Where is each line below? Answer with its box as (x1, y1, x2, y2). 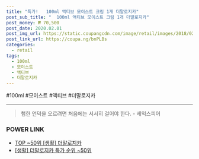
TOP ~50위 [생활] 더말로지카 (14, 139, 82, 147)
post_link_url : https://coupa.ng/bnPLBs (6, 36, 108, 42)
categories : (6, 42, 36, 48)
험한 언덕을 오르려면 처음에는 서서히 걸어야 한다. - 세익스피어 (20, 110, 161, 117)
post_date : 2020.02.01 (6, 25, 62, 31)
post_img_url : (6, 31, 41, 37)
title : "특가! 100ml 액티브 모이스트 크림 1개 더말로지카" (6, 8, 139, 15)
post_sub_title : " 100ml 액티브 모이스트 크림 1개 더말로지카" (6, 14, 150, 20)
